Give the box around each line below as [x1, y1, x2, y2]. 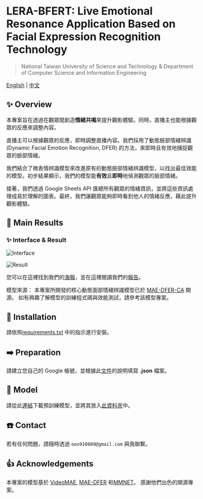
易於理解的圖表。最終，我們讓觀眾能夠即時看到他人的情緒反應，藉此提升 [16, 192, 197, 200]
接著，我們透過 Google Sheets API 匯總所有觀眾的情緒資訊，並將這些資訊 [6, 185, 188, 192]
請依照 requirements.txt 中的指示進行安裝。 [6, 329, 113, 336]
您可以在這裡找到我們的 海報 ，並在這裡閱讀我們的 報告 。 [6, 273, 144, 281]
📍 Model [6, 385, 38, 395]
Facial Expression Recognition [6, 30, 161, 43]
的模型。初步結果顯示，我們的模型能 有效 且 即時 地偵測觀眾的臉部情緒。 [6, 172, 181, 179]
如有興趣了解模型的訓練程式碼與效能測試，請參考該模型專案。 [18, 294, 172, 301]
